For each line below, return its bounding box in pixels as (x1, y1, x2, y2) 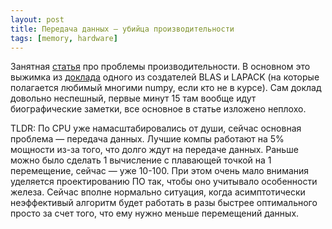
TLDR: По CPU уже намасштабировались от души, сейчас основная (10, 122, 302, 135)
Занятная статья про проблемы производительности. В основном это (10, 61, 311, 73)
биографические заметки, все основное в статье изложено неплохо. (10, 103, 307, 115)
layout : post (10, 14, 65, 25)
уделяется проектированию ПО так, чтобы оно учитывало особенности (10, 176, 318, 188)
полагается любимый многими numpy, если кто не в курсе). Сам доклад (10, 82, 322, 94)
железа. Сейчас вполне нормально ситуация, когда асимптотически (10, 186, 306, 198)
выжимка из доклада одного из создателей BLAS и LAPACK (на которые (10, 71, 320, 83)
